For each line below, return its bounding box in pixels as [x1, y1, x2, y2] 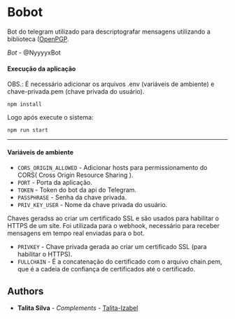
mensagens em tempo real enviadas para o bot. [7, 229, 145, 238]
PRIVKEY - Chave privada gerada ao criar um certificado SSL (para [17, 243, 208, 251]
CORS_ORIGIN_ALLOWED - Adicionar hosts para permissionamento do [17, 164, 208, 172]
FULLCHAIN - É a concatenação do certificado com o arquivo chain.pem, [17, 257, 222, 266]
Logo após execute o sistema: [7, 113, 94, 122]
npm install [7, 101, 42, 108]
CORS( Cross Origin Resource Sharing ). [17, 171, 134, 179]
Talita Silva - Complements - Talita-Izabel [17, 304, 138, 312]
